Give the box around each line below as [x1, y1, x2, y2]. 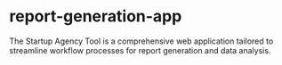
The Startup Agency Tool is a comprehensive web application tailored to [9, 36, 274, 46]
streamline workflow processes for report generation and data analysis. [9, 45, 271, 55]
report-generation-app [9, 6, 182, 27]
